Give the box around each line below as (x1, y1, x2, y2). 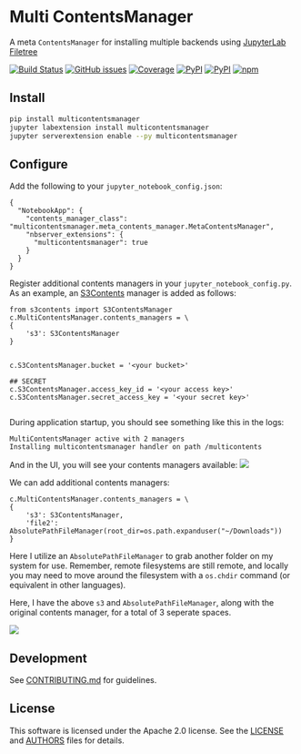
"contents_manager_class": (25, 214, 128, 224)
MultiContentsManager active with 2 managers (9, 434, 185, 443)
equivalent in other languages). (9, 580, 126, 591)
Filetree (9, 46, 38, 56)
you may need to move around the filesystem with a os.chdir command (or (9, 570, 291, 581)
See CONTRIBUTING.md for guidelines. (9, 675, 157, 685)
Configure (9, 157, 68, 172)
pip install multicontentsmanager (9, 114, 141, 124)
